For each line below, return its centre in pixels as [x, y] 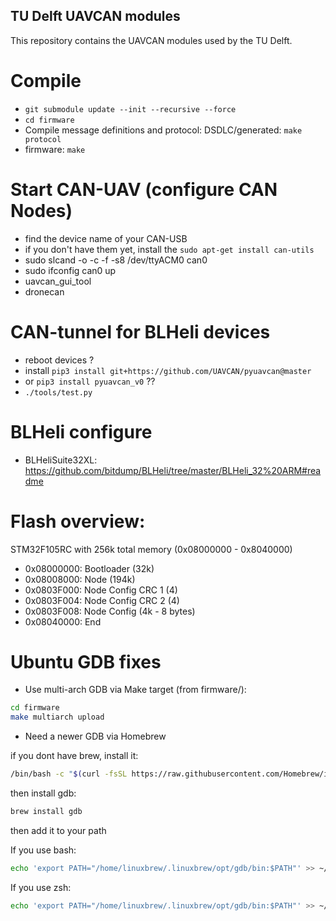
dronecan [44, 291]
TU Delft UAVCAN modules [95, 16]
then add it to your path [58, 830]
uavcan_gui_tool [58, 281]
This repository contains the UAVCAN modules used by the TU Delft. [151, 40]
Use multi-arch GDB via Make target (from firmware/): [135, 690]
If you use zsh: [41, 887]
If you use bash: [43, 850]
